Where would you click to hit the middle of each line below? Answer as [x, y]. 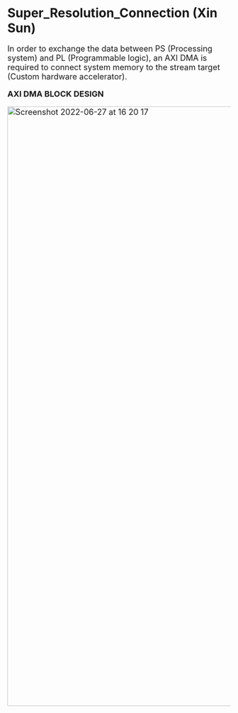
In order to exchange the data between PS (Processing [110, 49]
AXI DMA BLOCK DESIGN [56, 94]
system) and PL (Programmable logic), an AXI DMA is [107, 58]
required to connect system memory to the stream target [114, 67]
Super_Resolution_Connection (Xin [113, 13]
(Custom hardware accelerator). [67, 76]
